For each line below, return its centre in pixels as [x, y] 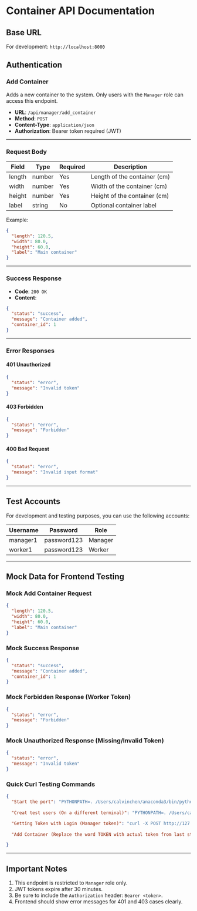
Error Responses [30, 351]
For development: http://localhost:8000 [56, 46]
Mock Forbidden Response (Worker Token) [68, 697]
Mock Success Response [43, 648]
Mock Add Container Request [49, 593]
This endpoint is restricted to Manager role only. [71, 883]
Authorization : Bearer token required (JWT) [68, 131]
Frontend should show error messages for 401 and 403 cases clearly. [98, 902]
